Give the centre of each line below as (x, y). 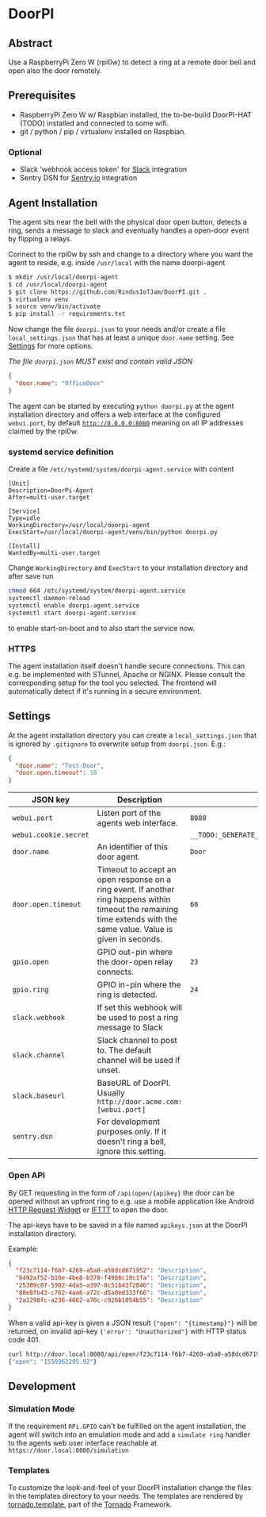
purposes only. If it (132, 1132)
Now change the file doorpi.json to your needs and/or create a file (117, 329)
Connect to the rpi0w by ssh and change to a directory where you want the (131, 254)
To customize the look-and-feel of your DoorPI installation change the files (130, 1488)
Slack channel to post (137, 1041)
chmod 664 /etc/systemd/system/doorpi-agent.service (97, 591)
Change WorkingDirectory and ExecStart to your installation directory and (128, 568)
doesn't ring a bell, (131, 1142)
